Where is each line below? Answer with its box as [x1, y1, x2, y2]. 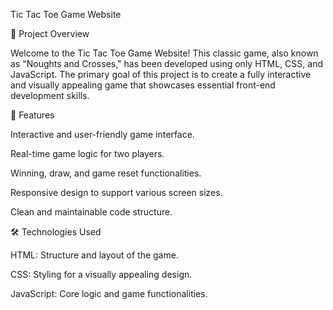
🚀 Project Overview [10, 28, 90, 39]
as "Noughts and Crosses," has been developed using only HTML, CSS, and [10, 58, 323, 69]
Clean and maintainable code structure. [10, 206, 173, 218]
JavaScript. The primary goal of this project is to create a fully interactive [10, 69, 312, 80]
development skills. [10, 90, 90, 101]
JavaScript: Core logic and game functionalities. [10, 288, 208, 299]
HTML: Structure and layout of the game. [10, 249, 179, 261]
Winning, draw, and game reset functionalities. [10, 167, 202, 179]
